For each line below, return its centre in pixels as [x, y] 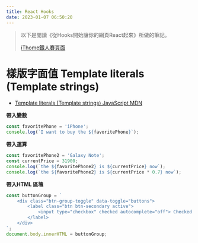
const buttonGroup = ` [34, 195]
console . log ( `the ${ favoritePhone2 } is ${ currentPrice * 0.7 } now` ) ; [94, 172]
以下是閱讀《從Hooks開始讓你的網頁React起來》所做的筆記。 [95, 35]
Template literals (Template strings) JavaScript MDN [79, 103]
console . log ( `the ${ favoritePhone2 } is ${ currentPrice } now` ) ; [86, 166]
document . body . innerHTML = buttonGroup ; [57, 234]
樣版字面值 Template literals [75, 73]
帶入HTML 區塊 [25, 184]
